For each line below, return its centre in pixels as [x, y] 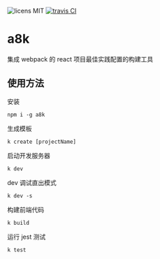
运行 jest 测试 [27, 237]
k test [17, 250]
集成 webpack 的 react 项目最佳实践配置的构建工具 [80, 59]
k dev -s [20, 195]
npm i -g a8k [26, 114]
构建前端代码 [26, 209]
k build [19, 223]
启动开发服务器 [29, 155]
